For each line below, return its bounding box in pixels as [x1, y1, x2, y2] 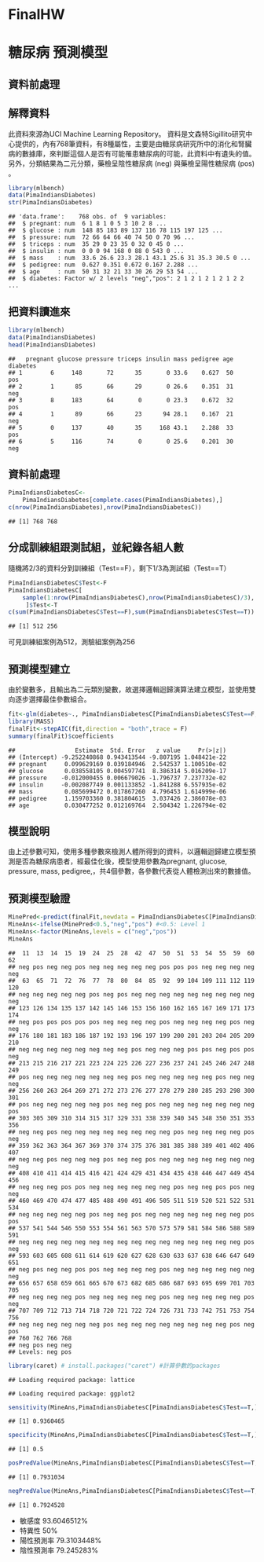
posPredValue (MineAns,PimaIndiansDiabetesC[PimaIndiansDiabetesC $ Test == [8, 1459, 251, 1467]
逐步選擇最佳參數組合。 [14, 695, 91, 704]
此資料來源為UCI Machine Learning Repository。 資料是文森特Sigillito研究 [8, 129, 246, 138]
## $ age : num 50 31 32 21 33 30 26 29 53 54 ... [8, 268, 199, 276]
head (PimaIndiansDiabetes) [8, 340, 97, 349]
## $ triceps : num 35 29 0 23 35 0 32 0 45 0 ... [8, 240, 185, 248]
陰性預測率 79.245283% [19, 1545, 99, 1555]
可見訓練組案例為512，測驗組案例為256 [8, 637, 136, 647]
